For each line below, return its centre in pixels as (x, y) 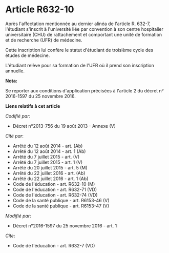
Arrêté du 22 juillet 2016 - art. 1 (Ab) (50, 179)
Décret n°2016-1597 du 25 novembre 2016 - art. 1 (65, 226)
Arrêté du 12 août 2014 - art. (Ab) (48, 146)
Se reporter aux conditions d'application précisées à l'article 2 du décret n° (84, 90)
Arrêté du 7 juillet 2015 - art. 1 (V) (48, 162)
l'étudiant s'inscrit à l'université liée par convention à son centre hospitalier (84, 29)
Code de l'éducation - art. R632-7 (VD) (54, 245)
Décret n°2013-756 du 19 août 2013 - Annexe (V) (64, 126)
